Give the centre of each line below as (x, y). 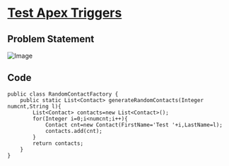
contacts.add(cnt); (74, 131)
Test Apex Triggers (65, 13)
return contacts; (58, 143)
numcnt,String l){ (34, 106)
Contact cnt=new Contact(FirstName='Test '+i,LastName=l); (134, 124)
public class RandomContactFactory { (63, 94)
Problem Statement (51, 39)
